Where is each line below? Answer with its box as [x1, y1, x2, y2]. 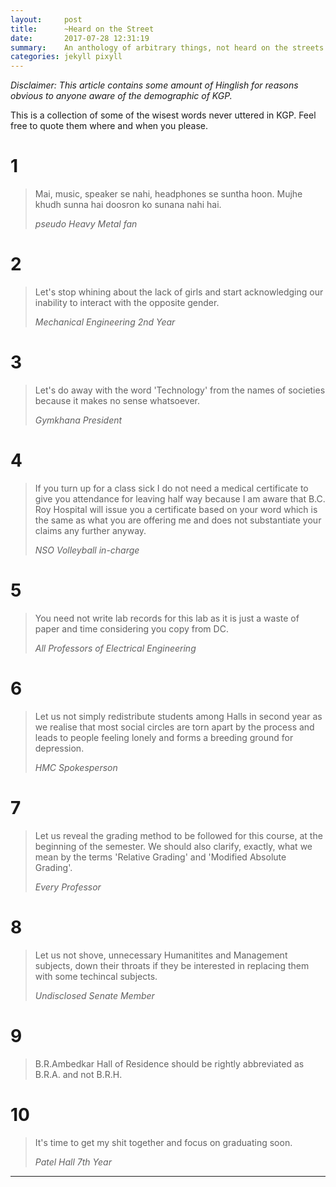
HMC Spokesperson [34, 761, 118, 773]
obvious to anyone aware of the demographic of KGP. [10, 90, 233, 102]
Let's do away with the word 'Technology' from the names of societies [34, 384, 326, 396]
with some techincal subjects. [34, 970, 158, 982]
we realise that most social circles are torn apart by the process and [34, 721, 315, 733]
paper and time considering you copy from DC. [34, 622, 229, 635]
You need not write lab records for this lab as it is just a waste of [34, 612, 300, 624]
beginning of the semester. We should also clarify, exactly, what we [34, 840, 313, 852]
